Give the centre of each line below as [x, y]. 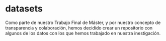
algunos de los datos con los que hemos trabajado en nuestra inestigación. [83, 33]
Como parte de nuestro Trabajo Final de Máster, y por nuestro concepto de [83, 22]
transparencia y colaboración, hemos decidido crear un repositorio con [79, 27]
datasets [24, 9]
